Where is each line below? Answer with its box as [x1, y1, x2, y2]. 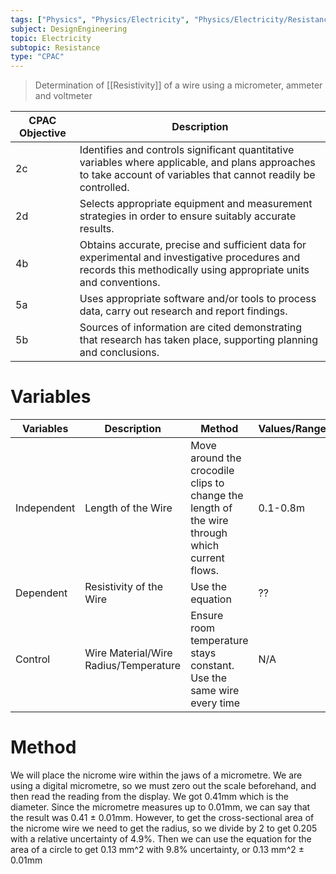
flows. [190, 564, 220, 578]
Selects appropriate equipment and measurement [79, 197, 313, 211]
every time [190, 696, 241, 710]
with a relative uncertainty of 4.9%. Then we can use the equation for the [10, 833, 312, 845]
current [190, 551, 225, 565]
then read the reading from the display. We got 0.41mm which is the [10, 791, 290, 802]
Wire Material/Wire [84, 646, 173, 660]
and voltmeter [34, 90, 93, 102]
